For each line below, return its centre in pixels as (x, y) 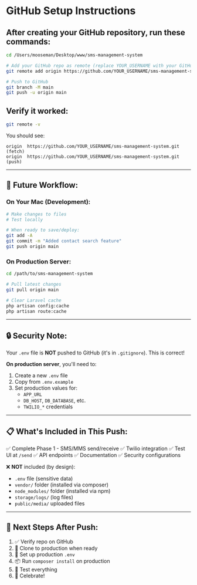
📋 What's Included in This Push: (67, 432)
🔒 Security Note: (37, 336)
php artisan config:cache (38, 306)
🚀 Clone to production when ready (56, 548)
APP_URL (33, 395)
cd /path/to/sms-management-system (50, 274)
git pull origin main (33, 290)
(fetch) (16, 151)
